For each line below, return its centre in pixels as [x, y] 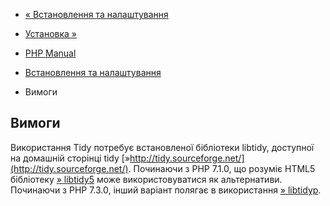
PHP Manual [50, 53]
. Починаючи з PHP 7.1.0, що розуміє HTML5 [222, 168]
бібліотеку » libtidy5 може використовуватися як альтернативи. [146, 179]
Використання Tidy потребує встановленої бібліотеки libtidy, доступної [162, 147]
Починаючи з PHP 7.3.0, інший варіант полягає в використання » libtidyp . [166, 190]
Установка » [50, 33]
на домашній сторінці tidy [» [70, 158]
